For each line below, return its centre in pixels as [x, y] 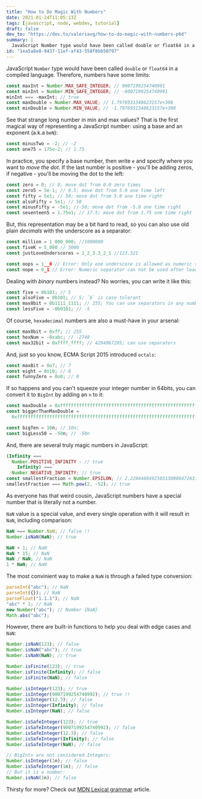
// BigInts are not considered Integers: [59, 756]
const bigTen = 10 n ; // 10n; [43, 428]
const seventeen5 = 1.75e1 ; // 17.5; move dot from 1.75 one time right [99, 213]
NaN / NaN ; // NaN [29, 559]
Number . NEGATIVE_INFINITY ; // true [56, 473]
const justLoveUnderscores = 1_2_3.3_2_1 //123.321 [72, 253]
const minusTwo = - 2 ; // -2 [41, 144]
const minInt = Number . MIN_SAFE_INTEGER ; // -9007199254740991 [87, 91]
